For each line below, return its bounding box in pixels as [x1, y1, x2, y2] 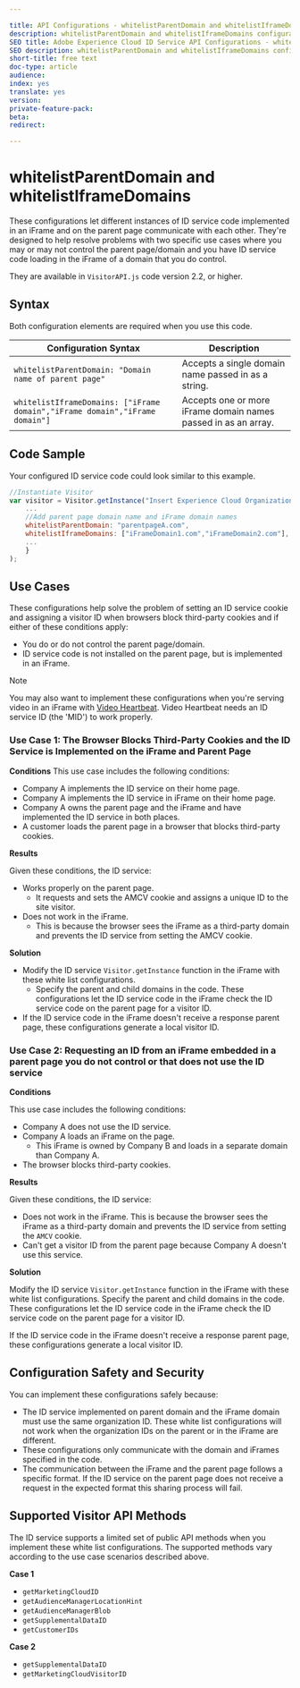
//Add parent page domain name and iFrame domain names [25, 513, 238, 522]
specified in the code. [21, 1454, 103, 1464]
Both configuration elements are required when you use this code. [9, 320, 253, 331]
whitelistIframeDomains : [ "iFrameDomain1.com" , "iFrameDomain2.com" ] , [25, 530, 290, 539]
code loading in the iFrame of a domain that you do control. [9, 254, 228, 265]
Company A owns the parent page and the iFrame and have [21, 802, 242, 812]
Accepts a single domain [181, 357, 286, 369]
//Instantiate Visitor [9, 488, 94, 496]
